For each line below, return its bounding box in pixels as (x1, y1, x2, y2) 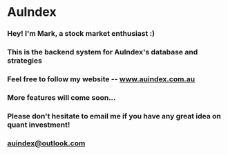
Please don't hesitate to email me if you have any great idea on (7, 111, 221, 121)
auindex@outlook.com (7, 138, 86, 148)
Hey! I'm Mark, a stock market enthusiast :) (7, 29, 155, 39)
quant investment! (7, 120, 70, 130)
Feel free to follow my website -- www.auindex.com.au (7, 74, 196, 83)
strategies (7, 56, 43, 65)
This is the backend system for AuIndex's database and (7, 48, 198, 57)
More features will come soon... (7, 92, 116, 102)
